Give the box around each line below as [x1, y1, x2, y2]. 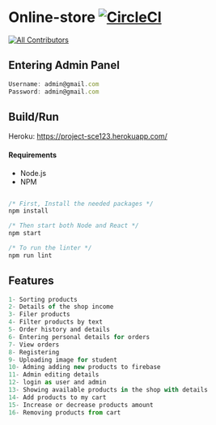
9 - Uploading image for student [8, 355, 117, 364]
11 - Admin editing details [8, 371, 100, 379]
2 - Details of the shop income [8, 303, 114, 311]
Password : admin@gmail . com [8, 88, 100, 96]
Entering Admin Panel [8, 58, 120, 72]
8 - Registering [8, 348, 60, 356]
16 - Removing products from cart [8, 408, 121, 417]
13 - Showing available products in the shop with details [8, 386, 208, 394]
